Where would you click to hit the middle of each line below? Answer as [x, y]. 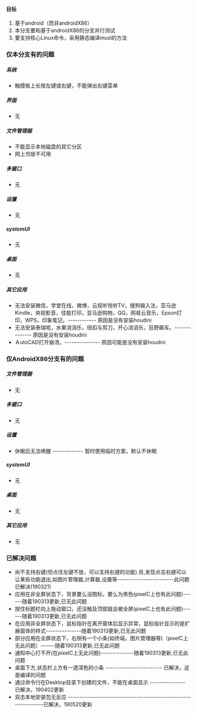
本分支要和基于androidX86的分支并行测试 [65, 31]
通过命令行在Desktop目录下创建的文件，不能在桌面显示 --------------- [100, 682]
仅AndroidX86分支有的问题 [45, 359]
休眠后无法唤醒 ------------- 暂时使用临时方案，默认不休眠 [86, 451]
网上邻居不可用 [33, 154]
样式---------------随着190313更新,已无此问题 [91, 631]
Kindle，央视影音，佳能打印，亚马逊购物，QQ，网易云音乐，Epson [96, 312]
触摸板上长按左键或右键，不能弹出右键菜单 [66, 86]
